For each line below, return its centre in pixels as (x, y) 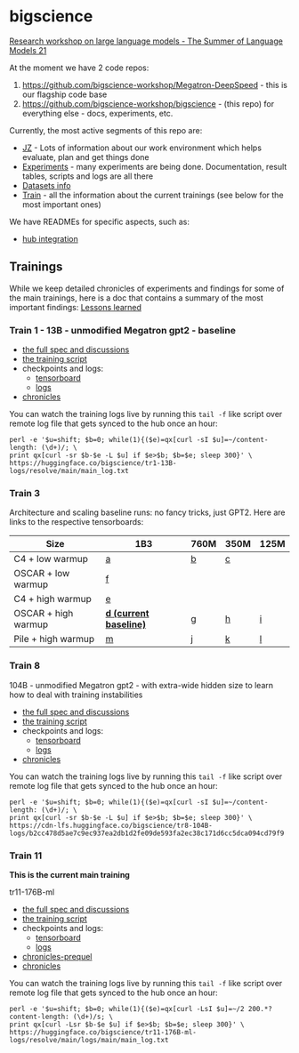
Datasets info (46, 185)
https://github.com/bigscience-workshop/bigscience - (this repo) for (148, 103)
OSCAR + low (42, 574)
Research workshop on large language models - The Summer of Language (146, 41)
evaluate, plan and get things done (85, 157)
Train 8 (25, 666)
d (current (127, 614)
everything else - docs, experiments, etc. (97, 113)
